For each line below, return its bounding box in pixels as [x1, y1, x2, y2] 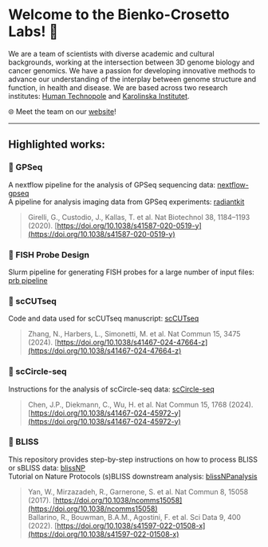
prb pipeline [8, 275, 48, 285]
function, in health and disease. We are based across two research [8, 82, 228, 92]
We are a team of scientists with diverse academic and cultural [8, 49, 215, 58]
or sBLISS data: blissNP [8, 462, 86, 472]
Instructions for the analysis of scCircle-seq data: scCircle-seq [8, 384, 215, 394]
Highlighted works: [8, 138, 105, 152]
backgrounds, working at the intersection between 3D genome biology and [8, 57, 255, 67]
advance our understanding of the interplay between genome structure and [8, 74, 257, 84]
